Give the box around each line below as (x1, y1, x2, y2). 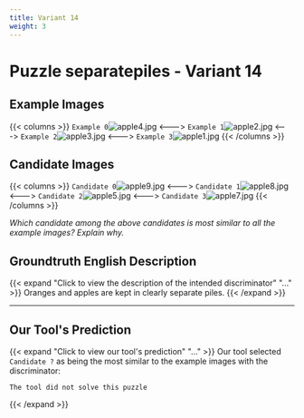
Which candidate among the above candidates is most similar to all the (9, 218, 276, 228)
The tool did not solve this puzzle (9, 383, 147, 392)
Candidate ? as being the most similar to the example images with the (9, 355, 269, 366)
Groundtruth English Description (9, 253, 197, 268)
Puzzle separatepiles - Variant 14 (9, 61, 262, 82)
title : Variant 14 (9, 13, 79, 23)
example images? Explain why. (9, 228, 125, 238)
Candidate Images (9, 156, 115, 172)
